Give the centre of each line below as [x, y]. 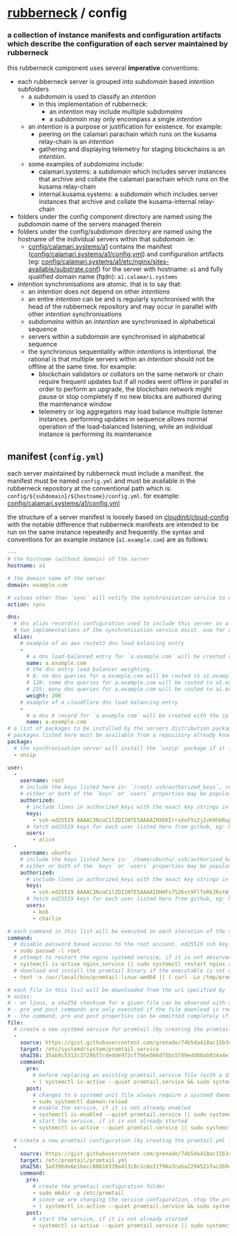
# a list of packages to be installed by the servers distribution [109, 728]
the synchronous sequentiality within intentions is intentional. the [122, 352]
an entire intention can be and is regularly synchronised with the [121, 299]
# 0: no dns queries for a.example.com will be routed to [113, 676]
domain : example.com [38, 585]
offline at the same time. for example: [82, 367]
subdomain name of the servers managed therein [90, 224]
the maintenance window [75, 404]
